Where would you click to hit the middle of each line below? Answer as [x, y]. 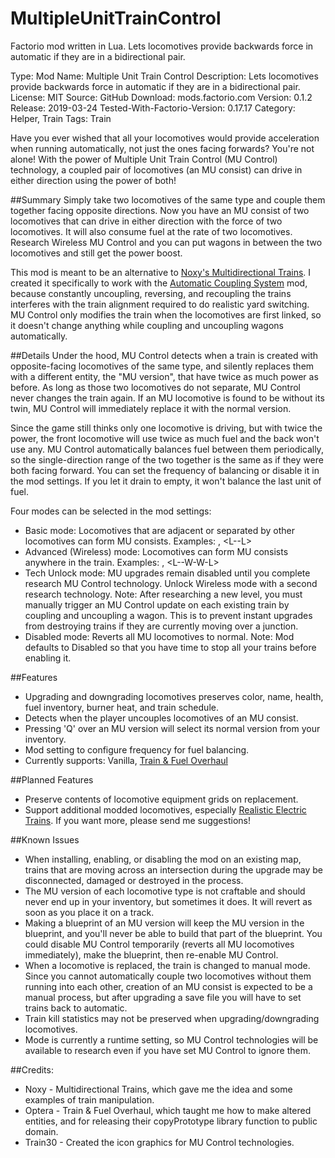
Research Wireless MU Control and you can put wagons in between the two [166, 242]
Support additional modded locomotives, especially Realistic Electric [165, 809]
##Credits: [32, 1069]
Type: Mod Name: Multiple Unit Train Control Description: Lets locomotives [164, 76]
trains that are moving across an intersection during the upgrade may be [174, 869]
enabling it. [48, 658]
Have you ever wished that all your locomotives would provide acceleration [165, 138]
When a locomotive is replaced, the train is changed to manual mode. [167, 965]
